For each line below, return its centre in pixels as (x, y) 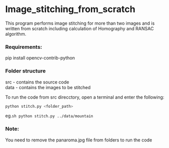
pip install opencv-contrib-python (40, 58)
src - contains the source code (37, 82)
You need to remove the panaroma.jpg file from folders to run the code (79, 140)
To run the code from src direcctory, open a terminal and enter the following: (85, 97)
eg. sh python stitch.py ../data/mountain (49, 116)
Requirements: (24, 47)
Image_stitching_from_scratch (70, 9)
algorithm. (16, 34)
